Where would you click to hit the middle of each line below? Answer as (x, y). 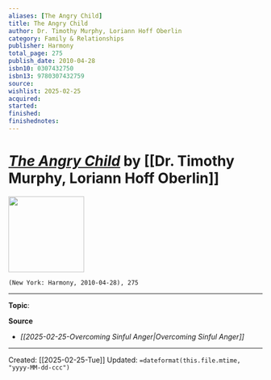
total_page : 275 (35, 53)
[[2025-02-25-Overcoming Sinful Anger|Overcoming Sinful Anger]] (132, 336)
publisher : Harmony (41, 46)
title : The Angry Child (48, 23)
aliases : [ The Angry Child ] (56, 16)
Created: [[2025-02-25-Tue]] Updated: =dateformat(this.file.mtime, (125, 360)
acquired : (25, 99)
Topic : (19, 305)
